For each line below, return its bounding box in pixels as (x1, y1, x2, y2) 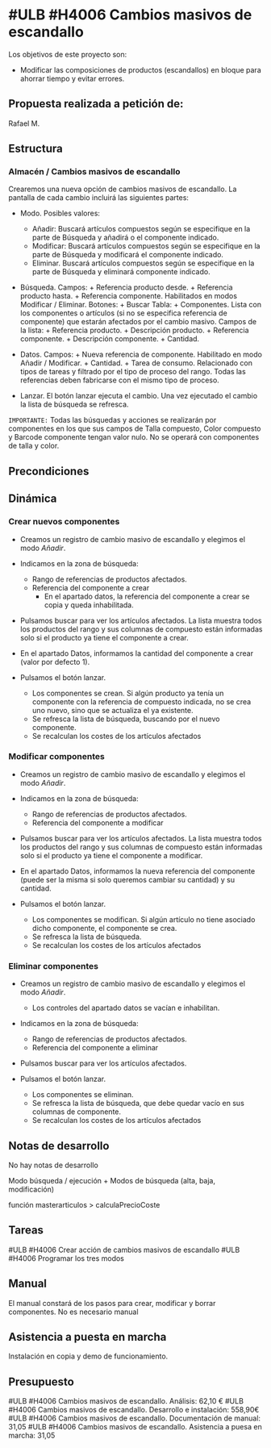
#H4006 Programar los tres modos (8, 1253, 125, 1263)
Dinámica (8, 492, 57, 506)
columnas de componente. (31, 1107, 122, 1116)
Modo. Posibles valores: (19, 208, 101, 219)
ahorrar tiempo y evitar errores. (19, 73, 125, 83)
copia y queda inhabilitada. (44, 599, 135, 610)
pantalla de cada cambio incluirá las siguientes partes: (8, 193, 190, 202)
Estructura (8, 142, 63, 156)
